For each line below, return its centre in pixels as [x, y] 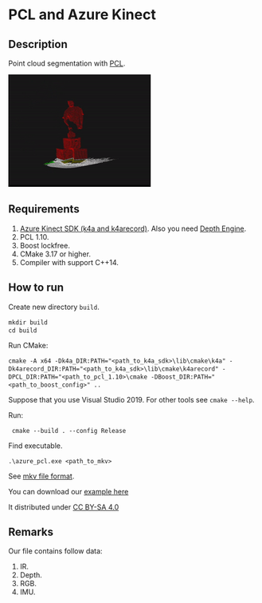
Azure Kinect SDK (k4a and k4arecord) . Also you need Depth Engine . [133, 228]
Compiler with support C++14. [69, 262]
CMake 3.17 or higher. [55, 254]
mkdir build [28, 322]
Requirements [44, 209]
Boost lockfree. [45, 245]
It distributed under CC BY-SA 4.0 [64, 507]
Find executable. [35, 446]
